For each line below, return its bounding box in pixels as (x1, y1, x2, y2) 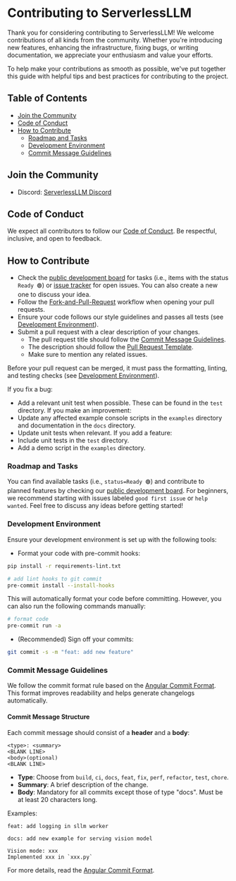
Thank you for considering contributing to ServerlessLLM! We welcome (7, 28, 215, 37)
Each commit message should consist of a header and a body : (7, 728, 190, 736)
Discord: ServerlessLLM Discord (17, 188, 112, 196)
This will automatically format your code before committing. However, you (7, 595, 222, 603)
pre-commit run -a (7, 622, 61, 629)
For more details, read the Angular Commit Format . (7, 865, 155, 874)
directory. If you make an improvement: (17, 406, 132, 415)
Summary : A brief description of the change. (17, 780, 149, 789)
